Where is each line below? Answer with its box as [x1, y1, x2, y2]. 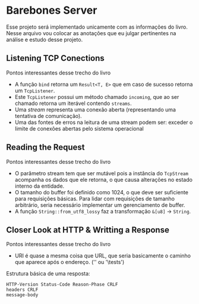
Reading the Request [6, 142, 85, 153]
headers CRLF [6, 287, 39, 293]
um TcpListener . [14, 87, 55, 94]
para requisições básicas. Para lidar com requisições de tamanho [14, 195, 175, 202]
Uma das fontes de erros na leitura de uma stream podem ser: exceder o [14, 119, 193, 126]
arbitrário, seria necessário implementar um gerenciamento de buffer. [14, 201, 185, 209]
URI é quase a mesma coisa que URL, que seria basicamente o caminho [14, 252, 191, 259]
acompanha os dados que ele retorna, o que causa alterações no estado [14, 176, 193, 183]
